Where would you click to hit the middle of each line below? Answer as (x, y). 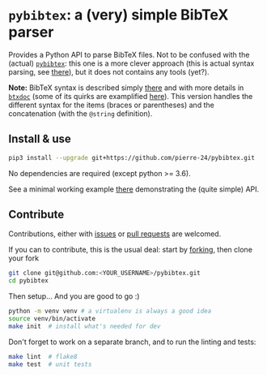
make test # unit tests (50, 364)
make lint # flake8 (43, 356)
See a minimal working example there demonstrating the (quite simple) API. (134, 189)
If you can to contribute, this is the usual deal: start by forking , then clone (131, 250)
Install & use (40, 139)
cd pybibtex (28, 281)
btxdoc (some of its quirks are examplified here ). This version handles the (131, 96)
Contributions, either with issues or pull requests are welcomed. (115, 234)
